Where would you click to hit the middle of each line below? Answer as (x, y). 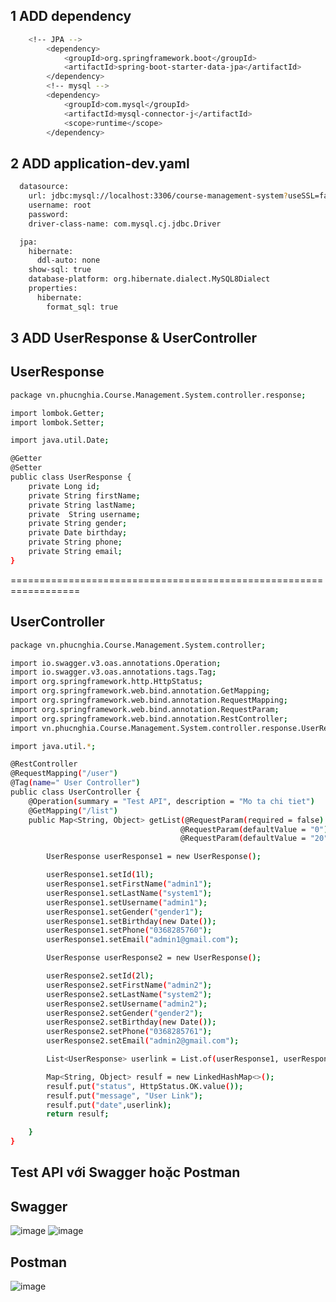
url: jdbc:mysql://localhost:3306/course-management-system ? (158, 196)
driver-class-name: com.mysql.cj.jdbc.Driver (125, 224)
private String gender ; (78, 524)
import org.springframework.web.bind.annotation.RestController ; (149, 719)
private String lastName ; (82, 505)
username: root (60, 205)
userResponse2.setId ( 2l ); (100, 976)
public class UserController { (75, 792)
